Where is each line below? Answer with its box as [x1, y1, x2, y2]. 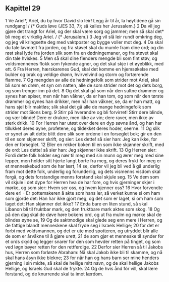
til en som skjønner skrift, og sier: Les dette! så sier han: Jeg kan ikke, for [5, 136, 157, 142]
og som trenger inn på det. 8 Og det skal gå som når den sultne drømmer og [5, 87, 164, 93]
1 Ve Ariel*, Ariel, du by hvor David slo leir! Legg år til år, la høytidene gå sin [5, 17, 161, 23]
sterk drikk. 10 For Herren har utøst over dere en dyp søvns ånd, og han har [5, 120, 162, 126]
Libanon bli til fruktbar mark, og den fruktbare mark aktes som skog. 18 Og [5, 206, 160, 212]
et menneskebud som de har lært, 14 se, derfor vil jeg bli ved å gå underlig [5, 163, 160, 169]
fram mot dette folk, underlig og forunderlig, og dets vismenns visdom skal [5, 168, 160, 174]
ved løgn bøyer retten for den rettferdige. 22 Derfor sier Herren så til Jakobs [5, 243, 163, 250]
